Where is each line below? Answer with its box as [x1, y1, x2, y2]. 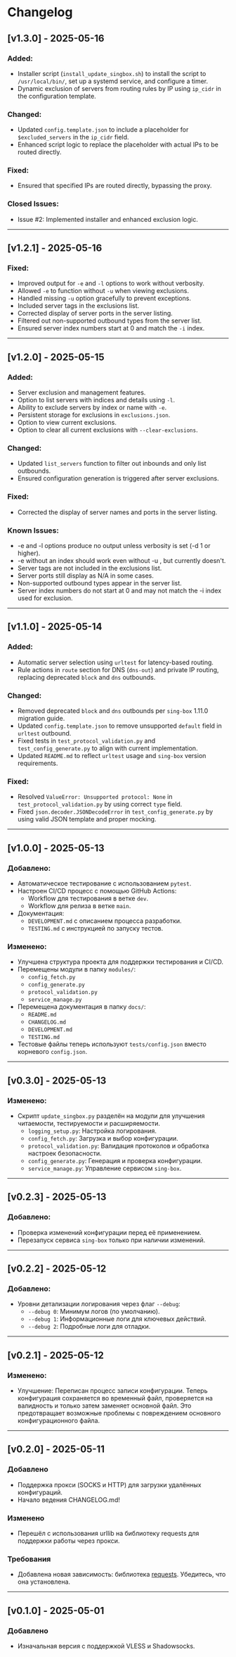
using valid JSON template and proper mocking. [17, 815, 157, 824]
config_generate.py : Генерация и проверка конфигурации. [27, 1156, 202, 1165]
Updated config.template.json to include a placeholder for [17, 125, 189, 134]
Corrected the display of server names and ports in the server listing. [17, 508, 218, 516]
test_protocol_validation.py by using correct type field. [17, 800, 183, 809]
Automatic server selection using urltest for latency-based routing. [17, 658, 214, 666]
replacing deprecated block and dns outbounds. [17, 673, 156, 681]
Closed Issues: [7, 199, 60, 209]
